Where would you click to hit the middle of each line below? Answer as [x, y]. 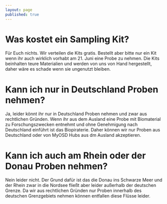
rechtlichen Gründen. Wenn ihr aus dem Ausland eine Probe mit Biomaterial [83, 119]
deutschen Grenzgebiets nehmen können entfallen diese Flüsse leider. [78, 196]
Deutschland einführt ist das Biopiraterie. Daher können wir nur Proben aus [83, 130]
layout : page [19, 10]
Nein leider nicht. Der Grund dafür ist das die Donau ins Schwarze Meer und [84, 180]
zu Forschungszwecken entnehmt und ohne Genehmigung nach [71, 125]
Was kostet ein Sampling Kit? [67, 39]
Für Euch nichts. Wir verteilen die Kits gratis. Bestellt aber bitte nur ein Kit [81, 53]
